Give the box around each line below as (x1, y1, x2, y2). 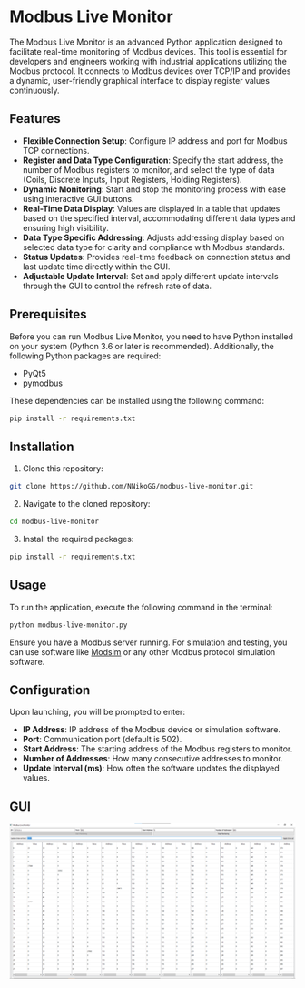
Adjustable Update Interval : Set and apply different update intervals (22, 270, 279, 281)
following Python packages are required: (9, 350, 162, 361)
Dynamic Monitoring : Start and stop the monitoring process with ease (22, 184, 286, 195)
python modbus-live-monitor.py (9, 620, 128, 630)
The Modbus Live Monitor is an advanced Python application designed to (9, 36, 283, 47)
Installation (9, 439, 74, 454)
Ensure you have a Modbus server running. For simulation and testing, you (9, 637, 288, 648)
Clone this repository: (22, 463, 103, 474)
